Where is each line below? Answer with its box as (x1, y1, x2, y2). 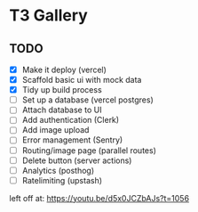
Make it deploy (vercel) (21, 64, 107, 75)
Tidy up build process (21, 85, 102, 95)
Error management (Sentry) (21, 135, 123, 145)
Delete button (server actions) (21, 155, 132, 166)
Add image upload (21, 125, 90, 135)
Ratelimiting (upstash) (21, 175, 103, 185)
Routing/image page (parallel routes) (21, 144, 157, 156)
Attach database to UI (21, 104, 102, 116)
